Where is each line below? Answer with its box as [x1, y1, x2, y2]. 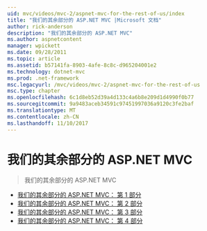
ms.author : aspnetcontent [7, 36, 82, 43]
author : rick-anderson [7, 23, 73, 30]
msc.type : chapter [7, 87, 60, 94]
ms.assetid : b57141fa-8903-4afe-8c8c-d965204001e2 [7, 62, 157, 69]
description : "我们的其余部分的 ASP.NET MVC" [7, 29, 133, 37]
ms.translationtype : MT [7, 107, 76, 114]
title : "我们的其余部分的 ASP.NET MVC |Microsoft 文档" [7, 17, 162, 24]
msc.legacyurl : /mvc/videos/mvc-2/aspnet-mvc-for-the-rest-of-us [7, 81, 200, 88]
